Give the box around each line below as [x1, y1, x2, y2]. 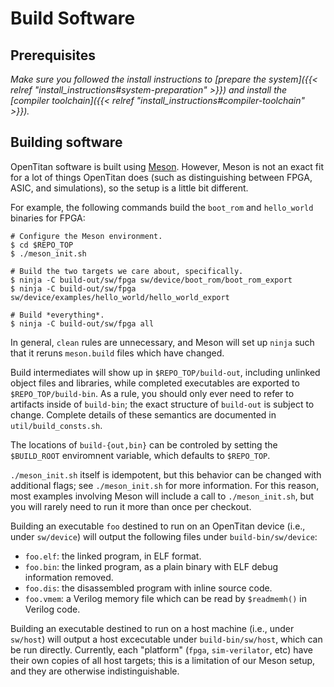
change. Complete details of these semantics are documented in [10, 408, 277, 421]
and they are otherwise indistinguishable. [10, 665, 180, 677]
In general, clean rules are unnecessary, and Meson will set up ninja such [10, 336, 315, 348]
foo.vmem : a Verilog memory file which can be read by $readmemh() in [24, 592, 307, 604]
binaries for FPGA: [10, 212, 86, 224]
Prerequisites [10, 47, 96, 64]
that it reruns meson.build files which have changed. [10, 347, 225, 359]
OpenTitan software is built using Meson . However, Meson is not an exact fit [10, 160, 324, 172]
